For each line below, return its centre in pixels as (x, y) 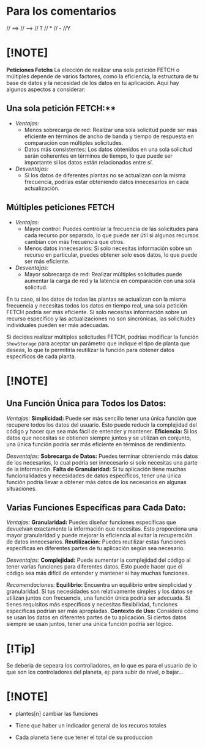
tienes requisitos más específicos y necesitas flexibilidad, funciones (92, 605)
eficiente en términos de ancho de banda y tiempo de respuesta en (109, 136)
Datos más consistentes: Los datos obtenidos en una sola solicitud (108, 149)
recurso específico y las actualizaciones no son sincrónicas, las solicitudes (101, 318)
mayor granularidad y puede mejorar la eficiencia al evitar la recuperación (99, 535)
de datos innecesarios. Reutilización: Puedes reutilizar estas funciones (96, 542)
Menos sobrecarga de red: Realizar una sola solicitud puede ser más (111, 130)
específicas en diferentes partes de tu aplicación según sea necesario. (96, 548)
